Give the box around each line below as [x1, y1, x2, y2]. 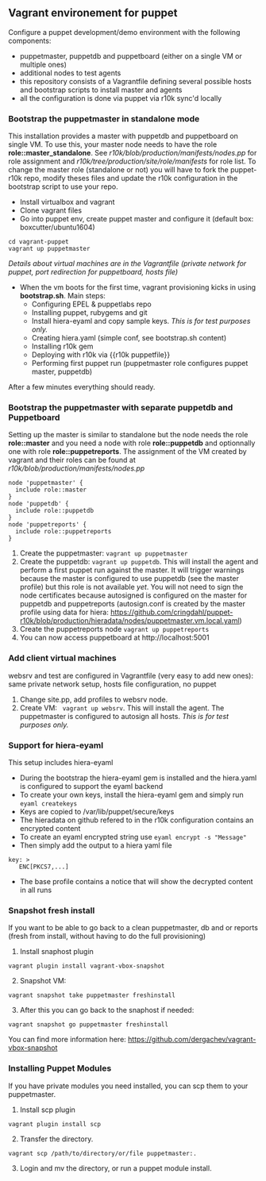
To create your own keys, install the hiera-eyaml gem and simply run [19, 790, 244, 799]
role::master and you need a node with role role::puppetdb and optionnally [8, 438, 256, 448]
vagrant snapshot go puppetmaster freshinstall [8, 1021, 169, 1029]
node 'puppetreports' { [8, 521, 87, 529]
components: [8, 36, 52, 45]
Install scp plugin [19, 1105, 75, 1114]
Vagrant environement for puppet [8, 6, 178, 20]
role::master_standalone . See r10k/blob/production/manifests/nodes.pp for [8, 148, 257, 158]
